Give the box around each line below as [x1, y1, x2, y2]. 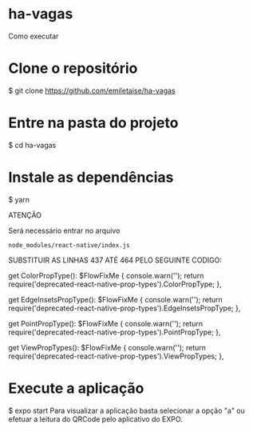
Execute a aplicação [8, 379, 144, 397]
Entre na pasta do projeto [8, 114, 179, 132]
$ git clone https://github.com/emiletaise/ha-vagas [8, 86, 176, 95]
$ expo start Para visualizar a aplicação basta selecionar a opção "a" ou [8, 406, 246, 415]
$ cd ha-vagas [8, 140, 57, 150]
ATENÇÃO [8, 210, 42, 220]
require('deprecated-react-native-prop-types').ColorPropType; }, [8, 279, 222, 289]
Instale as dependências [8, 169, 174, 186]
